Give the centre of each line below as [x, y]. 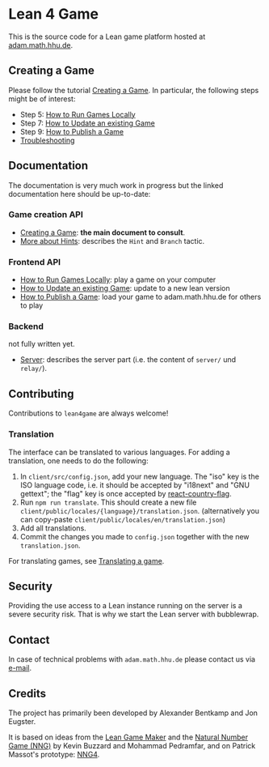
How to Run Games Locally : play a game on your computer [118, 279]
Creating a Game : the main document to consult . [103, 232]
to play [32, 305]
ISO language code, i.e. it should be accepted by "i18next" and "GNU [135, 485]
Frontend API [35, 262]
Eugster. [22, 721]
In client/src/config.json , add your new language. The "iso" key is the [140, 476]
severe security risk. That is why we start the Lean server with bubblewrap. [134, 614]
